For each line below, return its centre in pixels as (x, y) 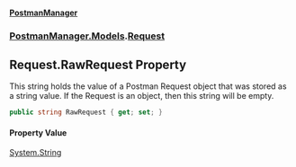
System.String (36, 153)
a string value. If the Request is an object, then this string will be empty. (142, 96)
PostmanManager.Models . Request (87, 36)
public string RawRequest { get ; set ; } (86, 112)
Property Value (38, 132)
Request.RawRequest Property (98, 64)
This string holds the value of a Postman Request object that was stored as (148, 86)
